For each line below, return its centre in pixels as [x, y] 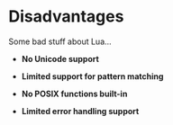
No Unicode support [60, 58]
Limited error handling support [80, 111]
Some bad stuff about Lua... [60, 41]
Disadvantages [66, 17]
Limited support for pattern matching [92, 76]
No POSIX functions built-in [74, 94]
